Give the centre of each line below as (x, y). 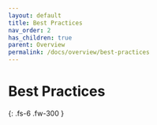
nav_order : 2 (30, 30)
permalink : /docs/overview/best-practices (79, 52)
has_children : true (40, 38)
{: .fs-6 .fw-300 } (36, 113)
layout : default (35, 15)
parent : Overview (37, 45)
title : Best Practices (45, 23)
